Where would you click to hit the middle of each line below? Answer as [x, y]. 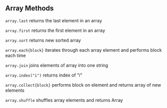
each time [16, 55]
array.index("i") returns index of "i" [44, 75]
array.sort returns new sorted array [43, 40]
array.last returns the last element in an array [54, 20]
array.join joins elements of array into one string [57, 65]
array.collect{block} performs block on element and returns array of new [83, 85]
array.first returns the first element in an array [55, 30]
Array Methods [30, 8]
